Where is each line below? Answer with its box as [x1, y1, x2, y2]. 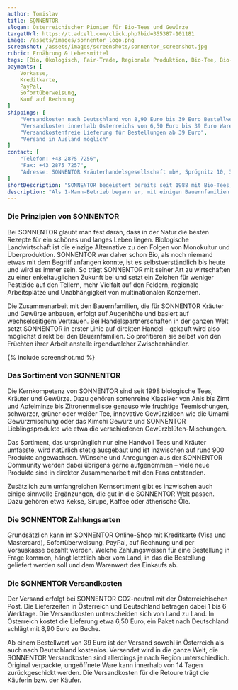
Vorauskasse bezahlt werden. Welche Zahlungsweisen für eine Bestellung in [7, 546, 230, 555]
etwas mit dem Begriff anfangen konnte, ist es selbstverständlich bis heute [7, 258, 226, 266]
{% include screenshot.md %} [7, 353, 96, 361]
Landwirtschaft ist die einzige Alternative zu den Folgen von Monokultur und [7, 242, 230, 251]
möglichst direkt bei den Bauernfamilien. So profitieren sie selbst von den [7, 332, 222, 340]
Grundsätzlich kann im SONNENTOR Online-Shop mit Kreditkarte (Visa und [7, 531, 227, 539]
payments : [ [7, 63, 42, 70]
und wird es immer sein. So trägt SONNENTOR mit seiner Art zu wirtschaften [7, 265, 231, 273]
